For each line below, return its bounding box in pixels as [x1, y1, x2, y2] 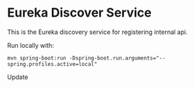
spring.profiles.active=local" [7, 60, 98, 67]
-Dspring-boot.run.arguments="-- [69, 54, 166, 62]
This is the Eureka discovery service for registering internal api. [7, 28, 188, 36]
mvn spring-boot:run [7, 54, 67, 62]
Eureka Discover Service [7, 5, 152, 21]
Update [7, 73, 29, 81]
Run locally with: [7, 41, 54, 49]
